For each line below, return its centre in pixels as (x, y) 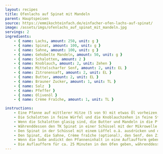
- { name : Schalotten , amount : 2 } (50, 59)
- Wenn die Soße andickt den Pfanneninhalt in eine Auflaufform (80, 140)
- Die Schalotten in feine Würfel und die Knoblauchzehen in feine (83, 117)
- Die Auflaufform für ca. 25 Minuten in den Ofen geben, (73, 144)
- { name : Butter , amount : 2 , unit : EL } (56, 77)
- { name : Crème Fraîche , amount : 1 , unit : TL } (64, 100)
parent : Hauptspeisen (27, 18)
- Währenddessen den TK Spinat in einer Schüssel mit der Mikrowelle (86, 126)
